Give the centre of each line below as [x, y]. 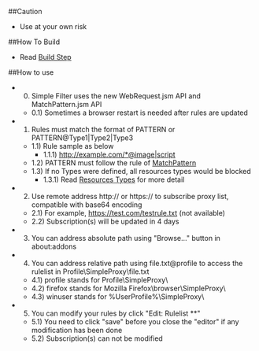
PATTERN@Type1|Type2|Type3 [82, 138]
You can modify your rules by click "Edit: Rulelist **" [116, 313]
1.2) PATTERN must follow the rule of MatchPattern [114, 163]
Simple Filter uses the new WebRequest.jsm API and [116, 96]
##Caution [25, 11]
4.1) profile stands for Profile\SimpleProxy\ [100, 280]
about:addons [54, 246]
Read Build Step [46, 57]
